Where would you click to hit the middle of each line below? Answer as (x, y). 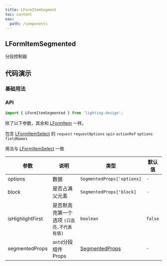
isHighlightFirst (25, 218)
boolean (89, 219)
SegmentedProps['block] (108, 192)
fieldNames (16, 139)
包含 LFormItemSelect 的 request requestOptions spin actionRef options (79, 133)
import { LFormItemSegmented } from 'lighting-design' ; (64, 113)
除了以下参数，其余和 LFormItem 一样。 (46, 123)
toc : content (19, 14)
